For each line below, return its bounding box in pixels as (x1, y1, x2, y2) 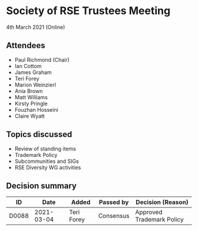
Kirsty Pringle (14, 100, 48, 107)
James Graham (14, 69, 52, 76)
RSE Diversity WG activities (14, 163, 81, 171)
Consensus (98, 212, 130, 220)
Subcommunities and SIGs (14, 158, 80, 165)
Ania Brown (14, 87, 43, 95)
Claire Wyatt (14, 112, 45, 119)
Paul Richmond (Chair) (14, 56, 70, 63)
